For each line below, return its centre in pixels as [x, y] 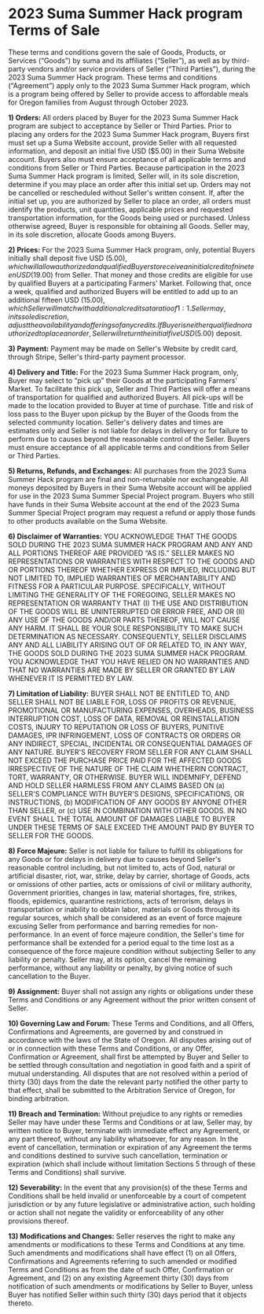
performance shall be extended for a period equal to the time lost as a [121, 942]
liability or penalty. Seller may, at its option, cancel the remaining [112, 959]
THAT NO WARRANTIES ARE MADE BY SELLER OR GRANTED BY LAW [122, 670]
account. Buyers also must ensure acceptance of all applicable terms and [127, 159]
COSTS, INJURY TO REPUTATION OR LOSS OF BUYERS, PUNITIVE [116, 727]
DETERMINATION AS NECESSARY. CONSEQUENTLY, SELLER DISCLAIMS [127, 636]
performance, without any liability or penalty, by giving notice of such [121, 967]
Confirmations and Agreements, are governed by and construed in [115, 1032]
